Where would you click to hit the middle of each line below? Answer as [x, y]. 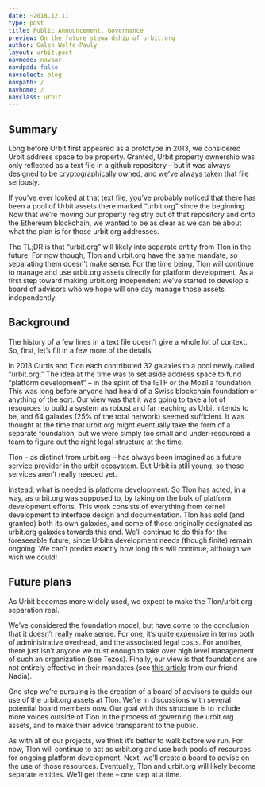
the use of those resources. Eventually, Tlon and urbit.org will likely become [132, 766]
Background [39, 323]
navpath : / [26, 82]
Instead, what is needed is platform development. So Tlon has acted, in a [127, 489]
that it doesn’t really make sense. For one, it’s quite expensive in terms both [131, 633]
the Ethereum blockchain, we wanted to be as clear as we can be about [125, 223]
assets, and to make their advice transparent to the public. [103, 725]
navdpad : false [33, 68]
